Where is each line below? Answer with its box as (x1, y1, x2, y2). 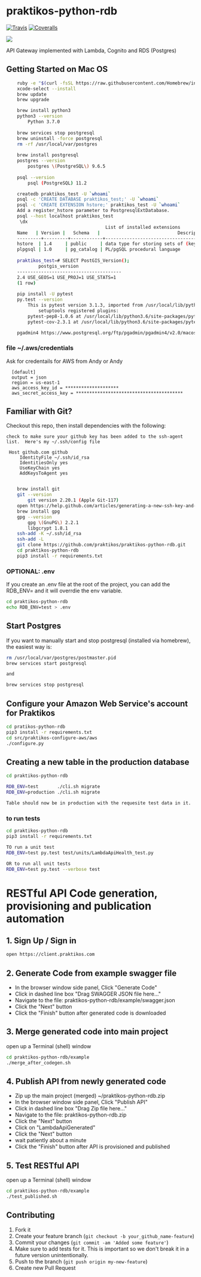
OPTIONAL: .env (6, 567, 55, 576)
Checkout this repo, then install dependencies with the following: (6, 422, 166, 429)
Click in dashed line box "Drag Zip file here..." (14, 1105, 127, 1112)
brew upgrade (17, 97, 50, 103)
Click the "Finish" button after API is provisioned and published (14, 1143, 170, 1151)
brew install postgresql (17, 152, 79, 158)
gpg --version (17, 514, 52, 520)
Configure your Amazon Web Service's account (6, 698, 188, 709)
